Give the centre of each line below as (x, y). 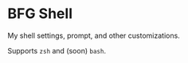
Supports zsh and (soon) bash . (57, 50)
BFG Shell (40, 14)
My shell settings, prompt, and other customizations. (94, 35)
